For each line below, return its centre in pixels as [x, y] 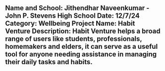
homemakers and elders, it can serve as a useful [82, 47]
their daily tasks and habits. [49, 62]
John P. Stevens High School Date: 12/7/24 [72, 16]
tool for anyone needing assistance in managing [81, 54]
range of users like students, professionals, [74, 39]
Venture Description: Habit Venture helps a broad [83, 31]
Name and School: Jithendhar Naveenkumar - [77, 8]
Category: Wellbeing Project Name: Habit [70, 23]
